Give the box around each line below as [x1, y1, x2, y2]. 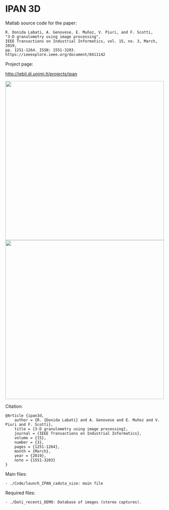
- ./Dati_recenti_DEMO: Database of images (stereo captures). [5, 499, 142, 504]
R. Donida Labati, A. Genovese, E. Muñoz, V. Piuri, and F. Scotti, [5, 30, 153, 35]
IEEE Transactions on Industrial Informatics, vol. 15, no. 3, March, [5, 39, 158, 44]
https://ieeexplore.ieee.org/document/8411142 [5, 52, 106, 57]
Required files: [5, 490, 36, 496]
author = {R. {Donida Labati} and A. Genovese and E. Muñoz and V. [14, 417, 160, 422]
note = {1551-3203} [14, 458, 56, 463]
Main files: [5, 471, 27, 477]
